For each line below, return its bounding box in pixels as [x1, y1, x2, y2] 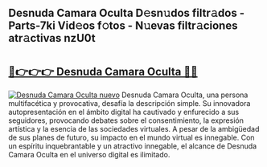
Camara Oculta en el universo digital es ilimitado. [8, 150, 170, 159]
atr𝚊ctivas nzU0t [8, 31, 96, 45]
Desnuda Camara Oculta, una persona [121, 90, 249, 100]
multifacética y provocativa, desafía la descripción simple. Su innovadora [8, 99, 251, 108]
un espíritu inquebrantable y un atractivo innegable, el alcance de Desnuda [8, 141, 257, 151]
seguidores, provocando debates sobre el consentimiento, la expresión [8, 116, 244, 125]
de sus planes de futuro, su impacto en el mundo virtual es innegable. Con [8, 132, 255, 142]
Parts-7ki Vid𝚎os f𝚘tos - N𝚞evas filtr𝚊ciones [8, 19, 238, 33]
